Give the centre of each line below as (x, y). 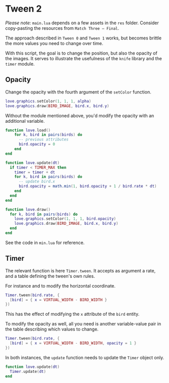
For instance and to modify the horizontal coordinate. (61, 285)
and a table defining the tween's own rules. (50, 276)
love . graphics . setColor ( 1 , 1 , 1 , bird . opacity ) (65, 219)
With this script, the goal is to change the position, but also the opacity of (81, 53)
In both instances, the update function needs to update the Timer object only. (85, 357)
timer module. (20, 64)
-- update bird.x (37, 182)
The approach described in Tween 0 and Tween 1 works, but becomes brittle (83, 38)
